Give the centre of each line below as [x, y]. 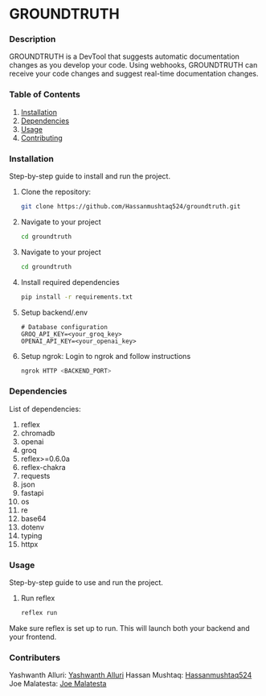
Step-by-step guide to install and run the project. [90, 176]
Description [33, 39]
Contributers [35, 657]
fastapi [32, 492]
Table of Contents [45, 95]
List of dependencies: [45, 409]
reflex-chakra [43, 467]
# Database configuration [64, 327]
